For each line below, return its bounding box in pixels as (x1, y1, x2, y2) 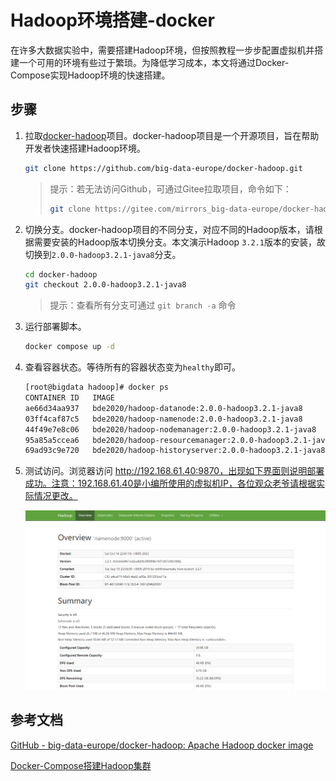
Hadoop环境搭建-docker (10, 9, 215, 32)
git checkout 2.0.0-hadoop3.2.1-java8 (24, 280, 187, 290)
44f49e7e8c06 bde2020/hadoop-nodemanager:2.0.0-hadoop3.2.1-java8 (24, 424, 317, 435)
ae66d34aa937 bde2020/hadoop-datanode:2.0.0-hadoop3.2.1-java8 (24, 403, 303, 413)
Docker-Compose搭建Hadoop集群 (10, 759, 152, 771)
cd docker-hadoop (24, 269, 98, 280)
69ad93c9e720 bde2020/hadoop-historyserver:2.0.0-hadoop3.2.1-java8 (24, 446, 326, 456)
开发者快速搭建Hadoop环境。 (24, 142, 146, 154)
